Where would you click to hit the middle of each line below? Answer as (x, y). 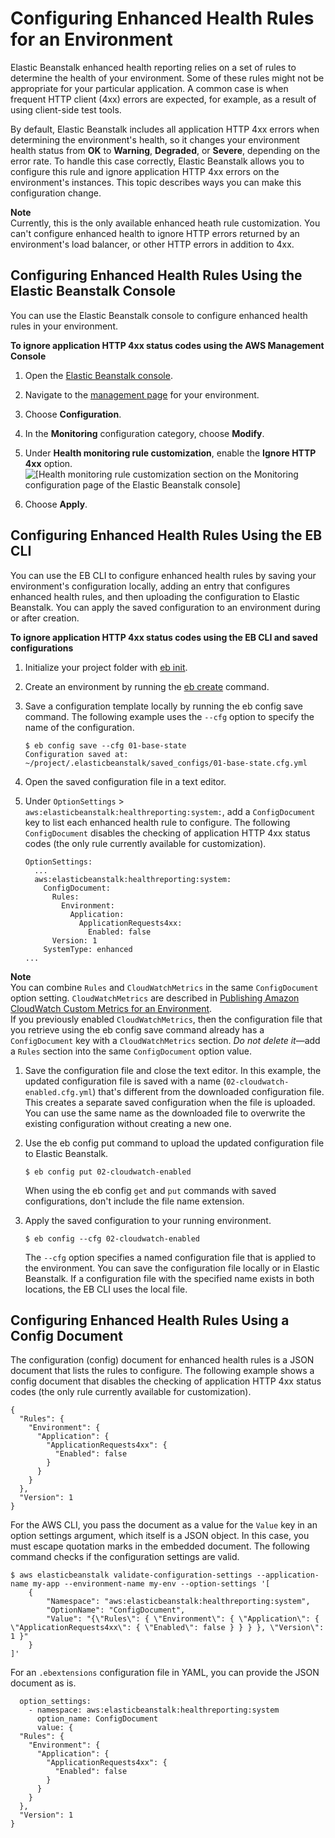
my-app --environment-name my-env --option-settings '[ (151, 1584)
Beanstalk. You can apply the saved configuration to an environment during (165, 607)
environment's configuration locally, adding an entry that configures (150, 586)
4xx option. (48, 463)
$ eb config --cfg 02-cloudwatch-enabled (112, 1238)
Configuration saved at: (76, 754)
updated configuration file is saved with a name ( (125, 1081)
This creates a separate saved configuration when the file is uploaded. (170, 1102)
